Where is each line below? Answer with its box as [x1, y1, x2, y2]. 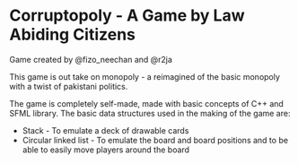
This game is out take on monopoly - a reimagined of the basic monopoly [9, 71, 281, 82]
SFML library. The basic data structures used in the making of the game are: [9, 108, 291, 118]
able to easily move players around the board [22, 144, 190, 155]
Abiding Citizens [9, 24, 136, 45]
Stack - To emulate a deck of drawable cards [22, 125, 189, 135]
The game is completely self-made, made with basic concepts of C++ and [9, 98, 285, 108]
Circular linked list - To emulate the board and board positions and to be [22, 134, 289, 145]
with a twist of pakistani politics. [9, 81, 128, 91]
